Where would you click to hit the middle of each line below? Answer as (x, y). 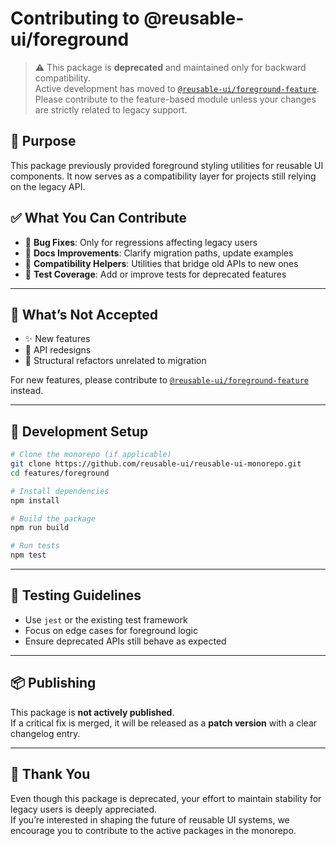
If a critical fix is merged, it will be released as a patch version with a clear (164, 723)
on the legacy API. (48, 186)
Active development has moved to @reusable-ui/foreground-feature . (177, 88)
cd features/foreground (60, 473)
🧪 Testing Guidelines (76, 595)
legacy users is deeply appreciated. (84, 809)
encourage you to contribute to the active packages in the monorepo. (153, 830)
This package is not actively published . (92, 712)
